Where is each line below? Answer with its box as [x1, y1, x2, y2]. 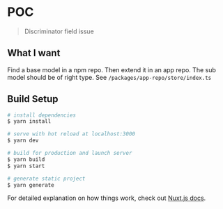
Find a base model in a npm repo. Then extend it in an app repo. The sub [7, 65, 216, 74]
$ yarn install [7, 118, 52, 125]
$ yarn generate [7, 181, 54, 188]
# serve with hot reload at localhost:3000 [7, 131, 136, 137]
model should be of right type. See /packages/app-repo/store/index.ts [7, 73, 212, 81]
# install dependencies [7, 112, 77, 119]
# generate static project [7, 175, 86, 182]
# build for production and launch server [7, 150, 132, 157]
